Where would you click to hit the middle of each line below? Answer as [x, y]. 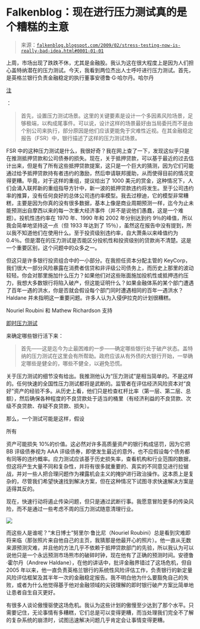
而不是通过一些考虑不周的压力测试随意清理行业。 [76, 508]
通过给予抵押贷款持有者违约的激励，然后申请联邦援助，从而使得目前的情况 [97, 173]
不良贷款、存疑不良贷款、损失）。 [51, 406]
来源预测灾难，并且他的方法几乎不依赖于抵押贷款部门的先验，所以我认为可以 [100, 547]
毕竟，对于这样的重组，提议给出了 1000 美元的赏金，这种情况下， [107, 180]
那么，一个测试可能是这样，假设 [45, 418]
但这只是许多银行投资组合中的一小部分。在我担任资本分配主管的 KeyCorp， [99, 260]
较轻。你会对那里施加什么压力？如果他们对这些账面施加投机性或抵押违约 [95, 275]
